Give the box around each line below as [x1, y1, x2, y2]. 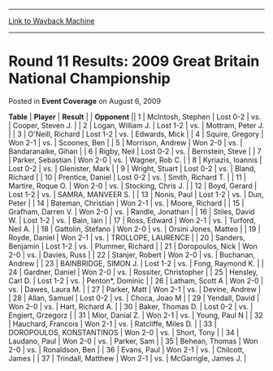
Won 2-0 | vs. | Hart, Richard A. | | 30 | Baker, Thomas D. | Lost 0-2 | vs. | [8, 301, 253, 311]
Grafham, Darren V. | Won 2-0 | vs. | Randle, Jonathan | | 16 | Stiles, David [8, 206, 255, 216]
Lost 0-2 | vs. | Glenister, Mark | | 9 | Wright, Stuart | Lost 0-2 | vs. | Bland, [8, 163, 256, 173]
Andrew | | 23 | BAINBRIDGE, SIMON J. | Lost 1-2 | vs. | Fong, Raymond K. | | [8, 258, 264, 268]
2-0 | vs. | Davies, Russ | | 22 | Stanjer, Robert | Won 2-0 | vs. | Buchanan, [8, 249, 256, 260]
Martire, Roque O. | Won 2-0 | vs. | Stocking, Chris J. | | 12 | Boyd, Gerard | [8, 180, 258, 191]
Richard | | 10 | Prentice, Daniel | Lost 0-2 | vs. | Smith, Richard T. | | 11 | [8, 172, 246, 182]
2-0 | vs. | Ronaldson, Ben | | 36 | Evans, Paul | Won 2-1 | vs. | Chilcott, [8, 344, 245, 354]
